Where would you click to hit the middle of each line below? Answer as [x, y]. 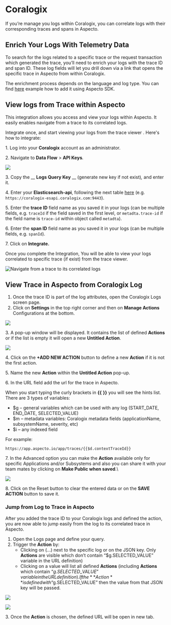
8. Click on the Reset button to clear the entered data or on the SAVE [78, 488]
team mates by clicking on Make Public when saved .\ [62, 469]
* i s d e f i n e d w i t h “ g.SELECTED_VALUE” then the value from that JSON [91, 582]
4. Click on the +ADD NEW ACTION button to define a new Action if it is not [85, 357]
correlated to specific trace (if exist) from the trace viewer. [67, 259]
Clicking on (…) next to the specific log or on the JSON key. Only [88, 550]
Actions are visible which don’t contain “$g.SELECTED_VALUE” [87, 555]
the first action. [21, 363]
